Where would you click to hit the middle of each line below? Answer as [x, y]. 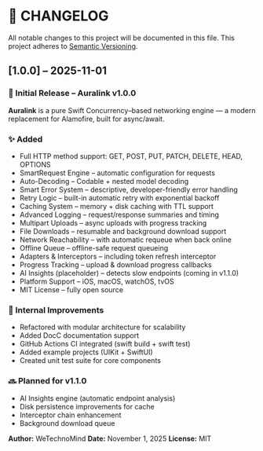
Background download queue [67, 423]
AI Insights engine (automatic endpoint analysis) [97, 398]
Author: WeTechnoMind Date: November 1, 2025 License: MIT [110, 438]
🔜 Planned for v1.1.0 [47, 381]
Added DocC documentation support [79, 335]
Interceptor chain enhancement [70, 415]
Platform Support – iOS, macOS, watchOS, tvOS [97, 281]
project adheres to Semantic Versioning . [73, 46]
